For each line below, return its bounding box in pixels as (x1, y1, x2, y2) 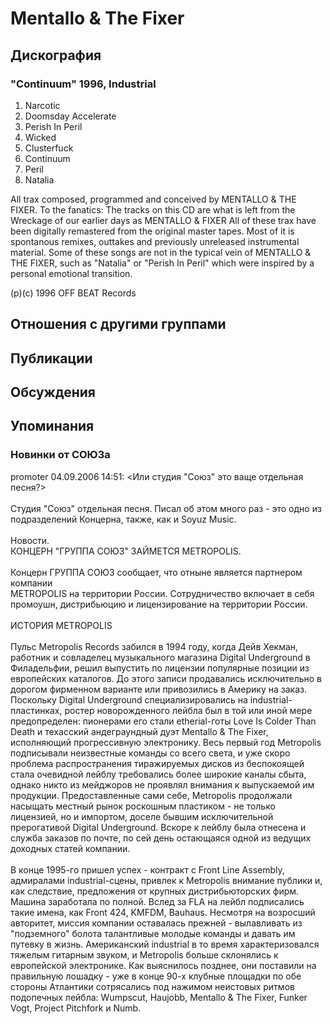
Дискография (10, 47, 102, 64)
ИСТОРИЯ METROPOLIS (10, 619, 113, 631)
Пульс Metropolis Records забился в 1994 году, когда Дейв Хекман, (10, 640, 299, 652)
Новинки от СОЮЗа (10, 448, 111, 462)
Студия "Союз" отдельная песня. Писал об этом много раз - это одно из (10, 502, 322, 514)
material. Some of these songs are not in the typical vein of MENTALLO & (10, 246, 312, 258)
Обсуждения (10, 384, 96, 401)
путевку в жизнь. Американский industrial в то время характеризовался (10, 938, 320, 950)
